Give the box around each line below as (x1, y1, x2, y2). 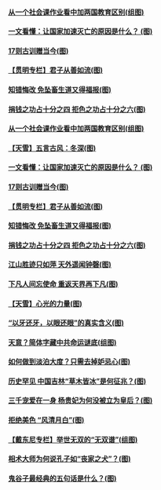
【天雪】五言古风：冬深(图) (8, 143, 97, 152)
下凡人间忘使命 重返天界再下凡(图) (8, 279, 119, 288)
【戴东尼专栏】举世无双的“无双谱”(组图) (8, 434, 138, 444)
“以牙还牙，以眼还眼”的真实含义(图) (8, 318, 124, 327)
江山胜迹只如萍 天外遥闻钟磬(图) (8, 260, 112, 269)
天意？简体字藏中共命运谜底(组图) (8, 338, 117, 347)
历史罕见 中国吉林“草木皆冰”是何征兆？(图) (8, 376, 147, 386)
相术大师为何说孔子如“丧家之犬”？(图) (8, 454, 131, 463)
